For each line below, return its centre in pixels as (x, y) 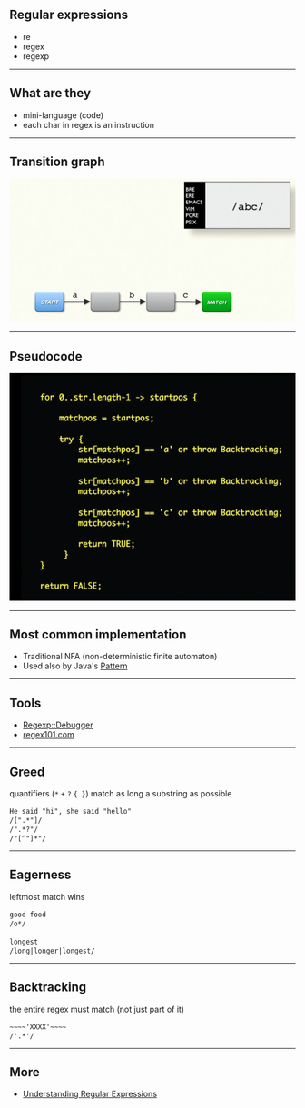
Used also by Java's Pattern (75, 666)
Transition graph (58, 162)
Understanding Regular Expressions (89, 1094)
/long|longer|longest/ (52, 951)
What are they (50, 93)
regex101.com (48, 735)
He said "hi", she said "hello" (70, 811)
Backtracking (48, 988)
